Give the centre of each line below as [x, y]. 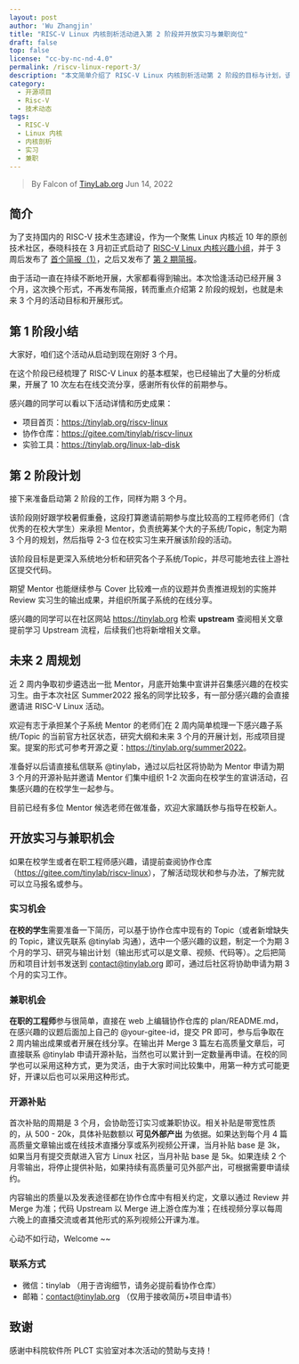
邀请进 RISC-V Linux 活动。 [59, 706]
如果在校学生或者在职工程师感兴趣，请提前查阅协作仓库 [110, 862]
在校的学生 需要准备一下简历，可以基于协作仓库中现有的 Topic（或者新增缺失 [149, 930]
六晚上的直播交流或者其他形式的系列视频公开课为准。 [107, 1220]
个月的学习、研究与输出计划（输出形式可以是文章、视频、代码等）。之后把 [144, 952]
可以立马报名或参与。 [48, 884]
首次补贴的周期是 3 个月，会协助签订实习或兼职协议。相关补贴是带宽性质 [142, 1123]
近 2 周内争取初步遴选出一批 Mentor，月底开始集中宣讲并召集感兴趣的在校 [145, 683]
